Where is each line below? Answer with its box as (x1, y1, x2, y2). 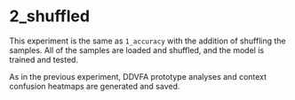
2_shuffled (9, 6, 91, 27)
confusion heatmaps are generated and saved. (9, 81, 180, 91)
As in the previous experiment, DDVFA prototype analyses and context (9, 71, 267, 81)
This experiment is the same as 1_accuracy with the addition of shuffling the (9, 35, 286, 46)
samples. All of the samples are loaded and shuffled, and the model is (9, 44, 265, 55)
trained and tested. (9, 54, 78, 65)
